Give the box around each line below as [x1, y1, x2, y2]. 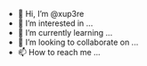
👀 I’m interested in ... [17, 18, 94, 29]
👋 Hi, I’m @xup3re [17, 9, 85, 19]
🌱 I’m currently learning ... [17, 28, 113, 37]
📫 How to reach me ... [17, 47, 101, 57]
